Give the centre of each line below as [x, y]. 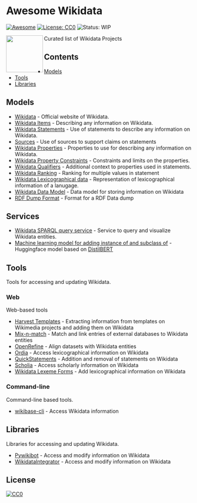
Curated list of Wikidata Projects [83, 38]
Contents [61, 57]
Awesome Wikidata [54, 11]
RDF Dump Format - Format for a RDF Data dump [74, 198]
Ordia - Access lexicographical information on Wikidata [81, 353]
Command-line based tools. [40, 399]
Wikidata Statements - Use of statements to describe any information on [102, 129]
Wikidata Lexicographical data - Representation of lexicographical [94, 179]
